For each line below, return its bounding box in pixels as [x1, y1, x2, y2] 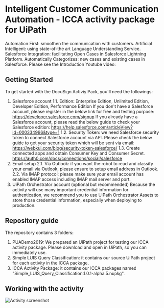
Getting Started [5, 76, 53, 84]
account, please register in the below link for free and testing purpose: [12, 108, 155, 114]
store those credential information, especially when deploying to [12, 197, 142, 203]
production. [12, 202, 36, 208]
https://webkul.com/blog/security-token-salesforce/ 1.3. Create [12, 145, 140, 151]
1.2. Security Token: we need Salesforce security [60, 129, 159, 135]
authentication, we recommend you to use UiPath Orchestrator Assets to [12, 192, 159, 198]
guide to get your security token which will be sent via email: [12, 140, 135, 146]
